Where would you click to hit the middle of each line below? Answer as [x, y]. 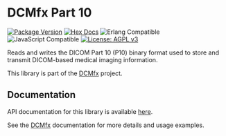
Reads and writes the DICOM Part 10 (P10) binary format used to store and [113, 52]
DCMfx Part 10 [50, 13]
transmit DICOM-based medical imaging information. [82, 59]
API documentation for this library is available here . [80, 111]
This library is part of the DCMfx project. [65, 73]
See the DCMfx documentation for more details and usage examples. [106, 125]
